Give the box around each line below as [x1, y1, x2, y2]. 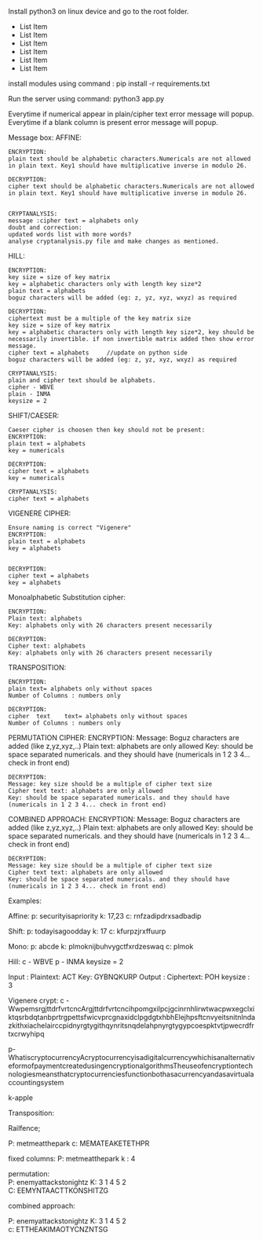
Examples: [8, 896, 42, 905]
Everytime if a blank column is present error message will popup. [8, 118, 218, 127]
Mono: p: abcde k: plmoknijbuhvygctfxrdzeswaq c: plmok [8, 942, 194, 951]
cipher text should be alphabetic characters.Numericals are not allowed [8, 182, 255, 190]
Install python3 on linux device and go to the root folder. [8, 7, 189, 16]
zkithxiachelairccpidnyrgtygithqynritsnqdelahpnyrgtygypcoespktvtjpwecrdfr [8, 1021, 255, 1030]
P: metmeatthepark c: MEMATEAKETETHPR [8, 1139, 150, 1148]
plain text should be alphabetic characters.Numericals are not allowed [8, 155, 251, 163]
